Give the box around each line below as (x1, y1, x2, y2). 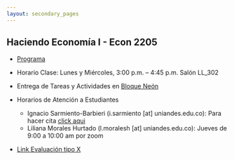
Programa (16, 55, 46, 63)
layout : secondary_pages (6, 10, 79, 18)
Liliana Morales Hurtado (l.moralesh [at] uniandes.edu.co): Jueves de (27, 124, 227, 133)
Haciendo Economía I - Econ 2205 (6, 36, 158, 48)
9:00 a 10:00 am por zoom (27, 131, 104, 140)
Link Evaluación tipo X (16, 145, 81, 154)
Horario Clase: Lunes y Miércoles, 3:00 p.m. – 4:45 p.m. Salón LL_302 (16, 68, 219, 77)
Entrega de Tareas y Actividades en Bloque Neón (16, 82, 159, 91)
